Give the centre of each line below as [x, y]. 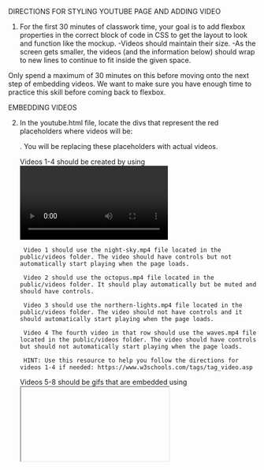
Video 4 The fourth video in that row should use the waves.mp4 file [140, 333]
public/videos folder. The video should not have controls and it [131, 312]
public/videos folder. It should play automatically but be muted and [138, 285]
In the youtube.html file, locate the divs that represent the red [119, 123]
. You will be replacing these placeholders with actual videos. [119, 146]
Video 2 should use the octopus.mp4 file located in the [119, 278]
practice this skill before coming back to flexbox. [87, 92]
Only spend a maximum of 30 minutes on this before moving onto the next [129, 75]
